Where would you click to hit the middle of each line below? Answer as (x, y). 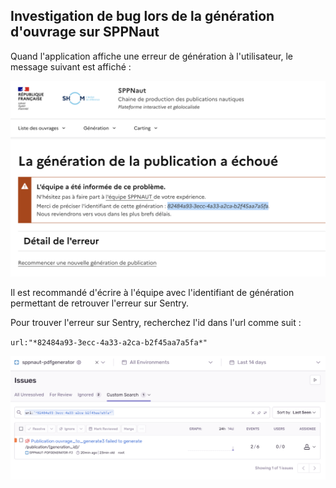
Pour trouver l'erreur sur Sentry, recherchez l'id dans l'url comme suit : (156, 322)
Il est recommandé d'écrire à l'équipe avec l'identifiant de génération (152, 292)
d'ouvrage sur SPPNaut (85, 32)
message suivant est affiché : (71, 66)
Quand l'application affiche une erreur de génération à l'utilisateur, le (152, 56)
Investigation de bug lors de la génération (142, 16)
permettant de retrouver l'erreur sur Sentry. (100, 303)
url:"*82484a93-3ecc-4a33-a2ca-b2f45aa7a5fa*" (109, 342)
